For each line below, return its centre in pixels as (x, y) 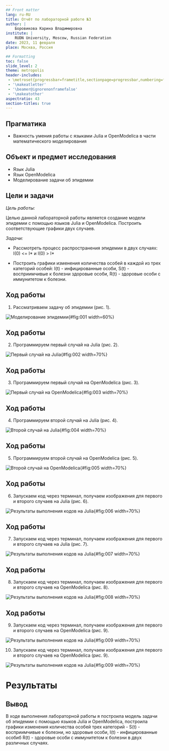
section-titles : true (28, 103)
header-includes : (24, 75)
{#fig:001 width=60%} (91, 317)
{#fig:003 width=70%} (105, 392)
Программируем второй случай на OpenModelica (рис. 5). (75, 458)
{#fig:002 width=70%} (84, 355)
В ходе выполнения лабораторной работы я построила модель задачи (81, 716)
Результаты (32, 685)
